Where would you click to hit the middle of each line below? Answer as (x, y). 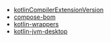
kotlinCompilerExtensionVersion (59, 10)
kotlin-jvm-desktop (40, 31)
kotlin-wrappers (36, 24)
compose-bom (35, 17)
